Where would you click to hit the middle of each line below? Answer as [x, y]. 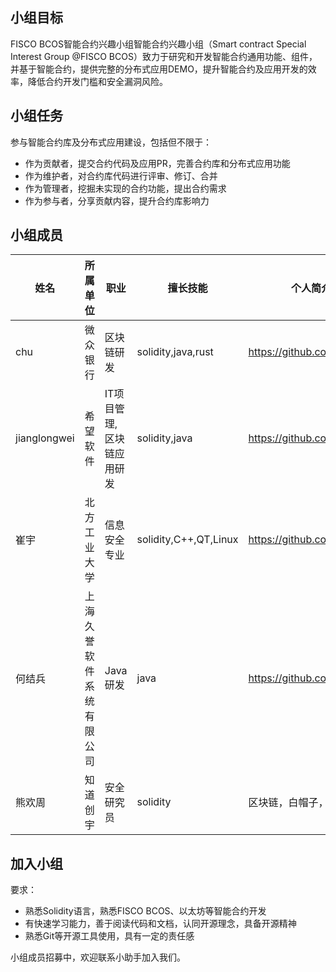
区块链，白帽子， [288, 803]
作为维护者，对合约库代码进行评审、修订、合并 [121, 175]
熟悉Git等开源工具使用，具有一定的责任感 [109, 936]
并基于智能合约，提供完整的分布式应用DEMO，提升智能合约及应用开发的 [159, 69]
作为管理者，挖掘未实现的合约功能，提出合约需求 [125, 188]
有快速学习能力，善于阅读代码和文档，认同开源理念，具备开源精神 [160, 924]
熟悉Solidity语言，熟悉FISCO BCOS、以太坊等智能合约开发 [145, 911]
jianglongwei [45, 438]
